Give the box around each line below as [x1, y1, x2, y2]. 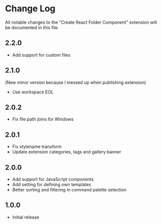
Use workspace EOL [12, 89, 54, 95]
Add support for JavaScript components [12, 176, 94, 182]
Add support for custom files [12, 52, 71, 58]
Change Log [5, 3, 55, 14]
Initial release [12, 214, 39, 220]
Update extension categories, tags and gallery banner [12, 149, 121, 155]
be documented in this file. [5, 24, 59, 30]
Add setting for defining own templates [12, 182, 92, 187]
